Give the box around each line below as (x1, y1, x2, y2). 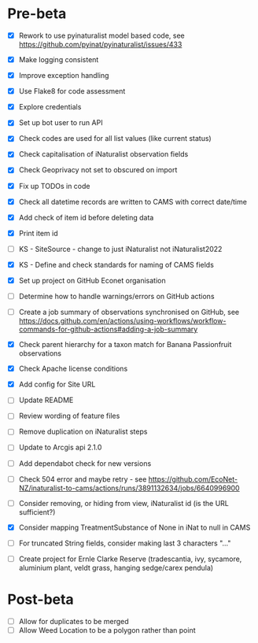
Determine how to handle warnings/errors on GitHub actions (18, 291, 215, 301)
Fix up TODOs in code (18, 181, 90, 190)
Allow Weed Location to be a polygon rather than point (18, 625, 196, 634)
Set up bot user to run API (18, 118, 103, 127)
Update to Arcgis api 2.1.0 (18, 442, 102, 453)
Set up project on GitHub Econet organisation (18, 275, 166, 285)
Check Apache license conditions (18, 364, 128, 374)
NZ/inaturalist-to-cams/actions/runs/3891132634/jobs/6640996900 (18, 483, 241, 493)
